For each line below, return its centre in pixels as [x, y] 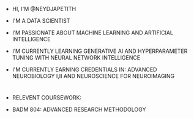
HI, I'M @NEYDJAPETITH [44, 9]
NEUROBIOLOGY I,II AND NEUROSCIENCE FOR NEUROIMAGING [93, 76]
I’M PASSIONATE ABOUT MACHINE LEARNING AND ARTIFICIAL [92, 33]
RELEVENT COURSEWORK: [47, 98]
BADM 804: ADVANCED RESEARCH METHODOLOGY [79, 109]
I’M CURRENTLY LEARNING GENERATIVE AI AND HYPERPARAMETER [100, 51]
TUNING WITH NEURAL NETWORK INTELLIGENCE [76, 57]
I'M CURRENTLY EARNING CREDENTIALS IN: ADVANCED [84, 69]
